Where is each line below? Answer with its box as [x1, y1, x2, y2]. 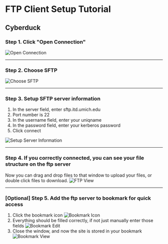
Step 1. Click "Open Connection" [5, 38, 86, 45]
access [5, 201, 23, 208]
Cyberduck [5, 23, 41, 32]
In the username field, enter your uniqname [12, 117, 102, 123]
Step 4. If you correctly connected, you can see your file [5, 155, 144, 162]
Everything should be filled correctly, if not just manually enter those [12, 218, 153, 224]
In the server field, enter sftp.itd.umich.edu [12, 106, 101, 113]
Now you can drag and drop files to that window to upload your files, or [5, 172, 152, 178]
